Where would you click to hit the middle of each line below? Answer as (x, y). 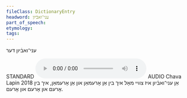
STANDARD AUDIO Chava (94, 77)
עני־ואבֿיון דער (21, 50)
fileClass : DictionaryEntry (41, 12)
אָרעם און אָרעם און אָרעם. (35, 89)
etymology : (20, 28)
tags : (13, 34)
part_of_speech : (26, 22)
